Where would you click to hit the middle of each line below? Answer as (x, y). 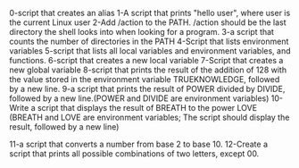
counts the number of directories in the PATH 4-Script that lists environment (149, 41)
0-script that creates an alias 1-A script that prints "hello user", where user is (150, 13)
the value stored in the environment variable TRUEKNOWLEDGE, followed (145, 79)
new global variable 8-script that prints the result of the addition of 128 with (148, 70)
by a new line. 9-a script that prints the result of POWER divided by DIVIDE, (147, 89)
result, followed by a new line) (64, 127)
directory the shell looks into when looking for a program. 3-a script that (142, 32)
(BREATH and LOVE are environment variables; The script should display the (149, 117)
